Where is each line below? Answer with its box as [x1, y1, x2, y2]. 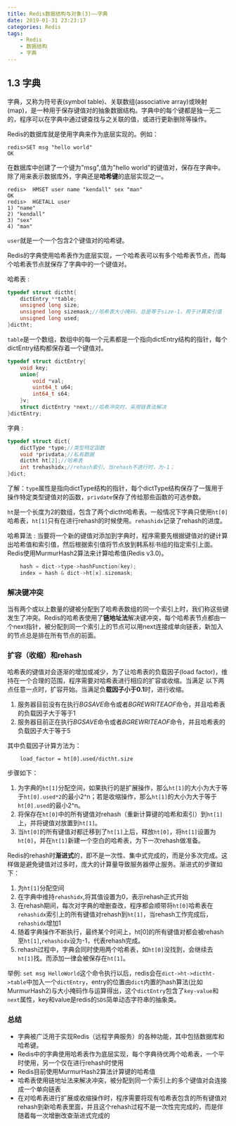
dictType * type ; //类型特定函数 [20, 444, 105, 451]
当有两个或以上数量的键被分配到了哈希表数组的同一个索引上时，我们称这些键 [7, 605, 229, 614]
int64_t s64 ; [32, 391, 71, 398]
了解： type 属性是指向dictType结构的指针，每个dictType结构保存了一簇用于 [7, 484, 224, 493]
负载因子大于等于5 [17, 727, 72, 735]
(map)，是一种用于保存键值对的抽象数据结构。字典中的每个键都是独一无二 [7, 106, 221, 115]
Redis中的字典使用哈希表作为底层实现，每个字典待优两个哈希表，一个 [17, 1049, 219, 1058]
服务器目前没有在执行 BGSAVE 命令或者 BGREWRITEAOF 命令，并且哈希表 [17, 700, 226, 708]
